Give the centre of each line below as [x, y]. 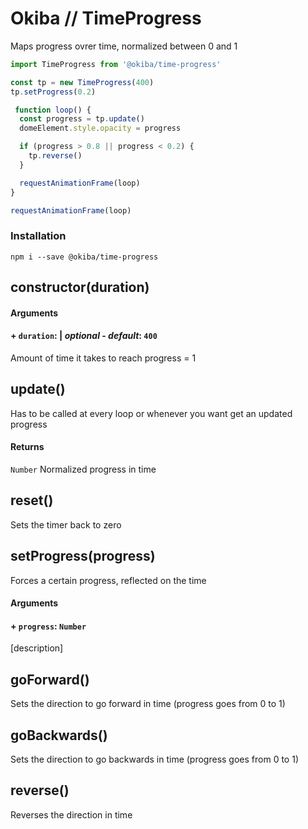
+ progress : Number [48, 626]
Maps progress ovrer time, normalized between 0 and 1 [124, 46]
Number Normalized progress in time [83, 469]
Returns [27, 447]
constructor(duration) [80, 287]
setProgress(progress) [83, 556]
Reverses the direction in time [71, 814]
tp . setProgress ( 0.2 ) [53, 92]
